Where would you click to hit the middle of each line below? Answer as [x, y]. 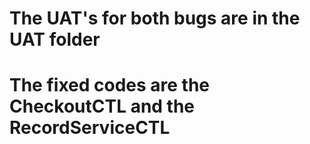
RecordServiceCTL [90, 128]
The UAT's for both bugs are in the [155, 18]
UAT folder [55, 39]
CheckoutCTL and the [102, 106]
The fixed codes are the [110, 85]
